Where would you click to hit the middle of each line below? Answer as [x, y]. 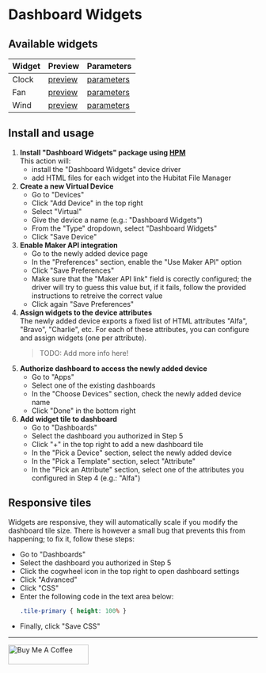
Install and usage [51, 134]
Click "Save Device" [64, 236]
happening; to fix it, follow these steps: [71, 539]
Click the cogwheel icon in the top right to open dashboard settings [129, 571]
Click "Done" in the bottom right [84, 411]
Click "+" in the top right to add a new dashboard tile [117, 444]
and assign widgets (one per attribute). [83, 338]
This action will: [45, 161]
